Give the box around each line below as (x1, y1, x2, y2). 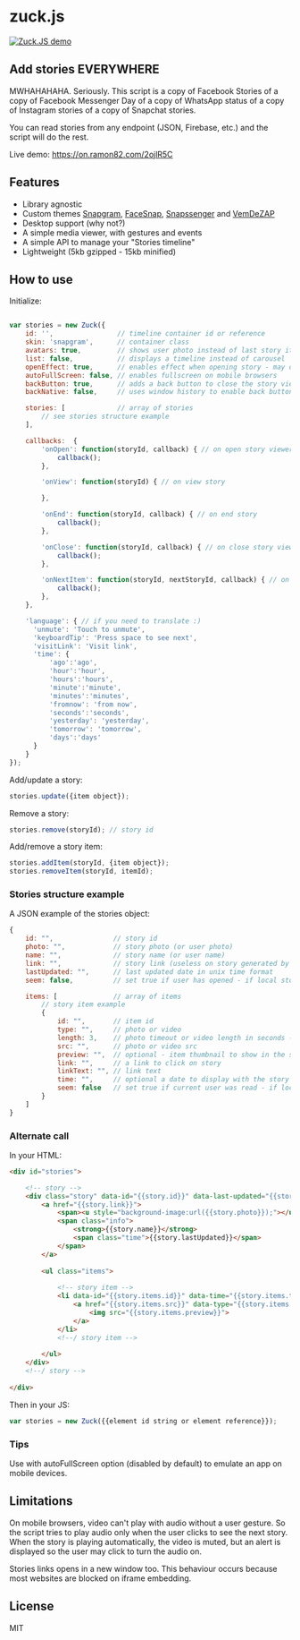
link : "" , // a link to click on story (56, 1058, 221, 1067)
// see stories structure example (41, 412, 170, 422)
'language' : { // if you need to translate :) (25, 616, 202, 626)
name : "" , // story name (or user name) (25, 951, 226, 960)
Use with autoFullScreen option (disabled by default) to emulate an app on (9, 1457, 283, 1469)
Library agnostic (21, 199, 83, 209)
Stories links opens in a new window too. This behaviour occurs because (9, 1563, 278, 1574)
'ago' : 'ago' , (48, 658, 98, 668)
